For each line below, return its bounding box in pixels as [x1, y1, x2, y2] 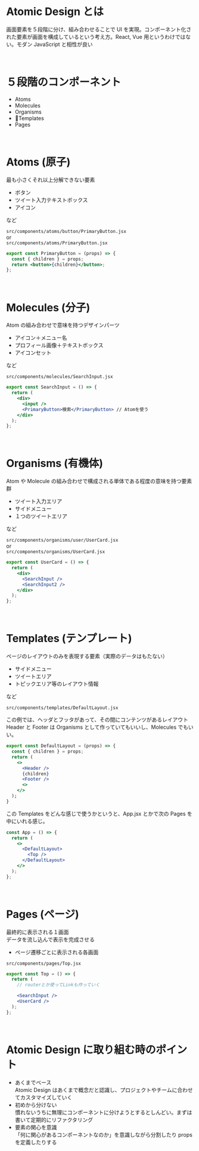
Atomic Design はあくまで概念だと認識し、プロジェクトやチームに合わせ [14, 1086, 194, 1093]
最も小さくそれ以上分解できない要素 [6, 176, 95, 183]
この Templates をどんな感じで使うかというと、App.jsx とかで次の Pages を [6, 810, 192, 817]
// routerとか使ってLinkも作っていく [17, 982, 100, 988]
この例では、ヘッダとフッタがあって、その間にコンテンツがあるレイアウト [6, 716, 189, 723]
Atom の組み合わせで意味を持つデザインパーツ [6, 321, 120, 329]
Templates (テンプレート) [6, 632, 132, 645]
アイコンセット [14, 349, 52, 357]
